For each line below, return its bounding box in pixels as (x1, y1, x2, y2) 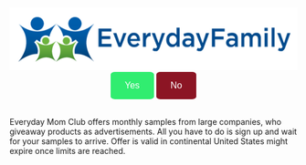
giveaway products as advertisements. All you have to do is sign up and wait (9, 126, 298, 138)
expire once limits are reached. (9, 146, 126, 157)
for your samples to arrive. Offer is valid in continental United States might (9, 136, 289, 147)
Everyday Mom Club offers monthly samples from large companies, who (9, 117, 281, 128)
